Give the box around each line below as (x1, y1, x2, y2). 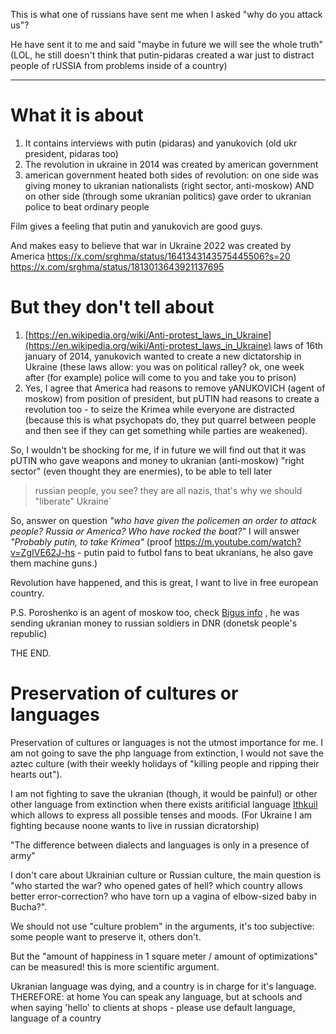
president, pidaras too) (24, 147, 119, 159)
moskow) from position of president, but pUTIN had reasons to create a (24, 392, 320, 404)
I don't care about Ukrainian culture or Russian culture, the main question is (10, 869, 322, 881)
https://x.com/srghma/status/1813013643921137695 (10, 260, 225, 273)
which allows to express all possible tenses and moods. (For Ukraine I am (10, 809, 313, 821)
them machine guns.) (10, 557, 98, 569)
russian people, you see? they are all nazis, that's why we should (34, 484, 303, 496)
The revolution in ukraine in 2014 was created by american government (24, 158, 319, 170)
